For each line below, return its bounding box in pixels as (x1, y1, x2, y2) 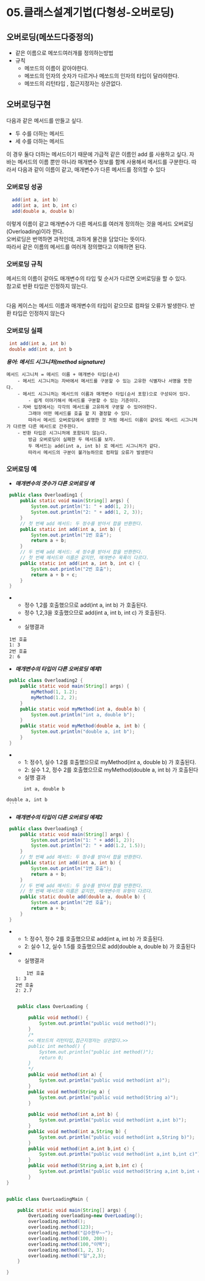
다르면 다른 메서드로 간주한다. (13, 423, 79, 430)
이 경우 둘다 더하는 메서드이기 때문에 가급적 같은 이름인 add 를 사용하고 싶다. (6, 150, 188, 158)
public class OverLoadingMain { (6, 1196, 88, 1202)
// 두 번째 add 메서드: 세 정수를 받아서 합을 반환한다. (20, 549, 143, 555)
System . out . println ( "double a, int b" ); (31, 729, 135, 735)
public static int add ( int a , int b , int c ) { (20, 560, 140, 566)
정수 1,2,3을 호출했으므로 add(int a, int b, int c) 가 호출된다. (24, 609, 167, 617)
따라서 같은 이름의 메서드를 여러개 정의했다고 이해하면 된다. (6, 243, 146, 250)
